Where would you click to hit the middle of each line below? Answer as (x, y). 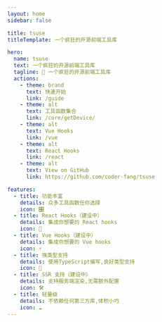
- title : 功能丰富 (38, 196)
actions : (26, 78)
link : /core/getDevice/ (61, 118)
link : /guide (45, 98)
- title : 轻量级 (36, 294)
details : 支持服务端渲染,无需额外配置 (69, 281)
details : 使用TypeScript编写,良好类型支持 (77, 261)
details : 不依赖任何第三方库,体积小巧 (69, 301)
